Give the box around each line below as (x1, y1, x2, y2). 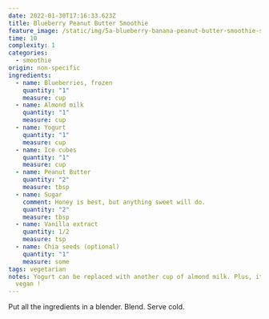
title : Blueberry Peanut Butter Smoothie (8, 19, 149, 27)
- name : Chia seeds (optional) (15, 243, 120, 251)
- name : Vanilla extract (15, 220, 98, 228)
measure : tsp (22, 236, 66, 244)
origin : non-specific (8, 64, 81, 72)
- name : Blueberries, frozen (15, 79, 113, 87)
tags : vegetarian (8, 265, 66, 273)
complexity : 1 (8, 42, 56, 50)
